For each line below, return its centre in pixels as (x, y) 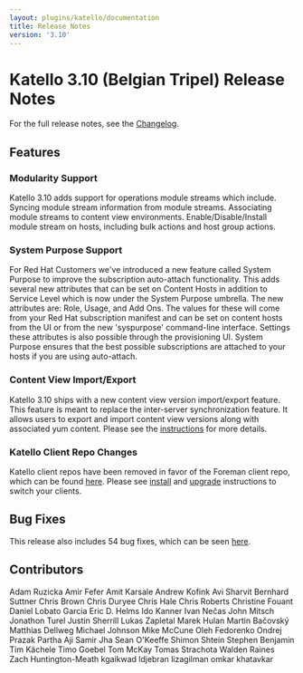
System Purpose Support (66, 250)
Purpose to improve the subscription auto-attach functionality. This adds (145, 279)
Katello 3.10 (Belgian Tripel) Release (147, 79)
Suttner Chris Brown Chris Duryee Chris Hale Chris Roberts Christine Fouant (151, 601)
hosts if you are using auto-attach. (74, 356)
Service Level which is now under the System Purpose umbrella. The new (147, 299)
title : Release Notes (50, 26)
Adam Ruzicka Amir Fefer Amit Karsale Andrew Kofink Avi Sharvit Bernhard (149, 591)
